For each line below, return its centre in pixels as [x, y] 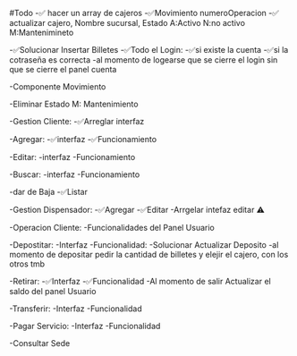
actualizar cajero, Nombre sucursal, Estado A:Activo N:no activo [127, 23]
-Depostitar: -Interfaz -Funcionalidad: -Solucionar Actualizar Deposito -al [144, 245]
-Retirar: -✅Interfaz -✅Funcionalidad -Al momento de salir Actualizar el [140, 281]
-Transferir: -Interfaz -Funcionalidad [76, 309]
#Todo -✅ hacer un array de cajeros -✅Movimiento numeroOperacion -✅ [144, 13]
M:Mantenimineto [42, 32]
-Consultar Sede [40, 343]
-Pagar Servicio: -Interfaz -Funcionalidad [85, 326]
